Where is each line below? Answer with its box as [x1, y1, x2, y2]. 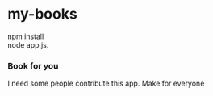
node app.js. [7, 40, 49, 49]
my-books [7, 5, 77, 23]
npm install [7, 31, 44, 41]
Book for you [7, 60, 59, 71]
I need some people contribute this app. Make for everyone [7, 78, 205, 89]
